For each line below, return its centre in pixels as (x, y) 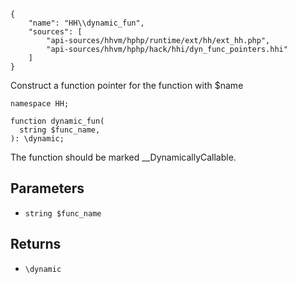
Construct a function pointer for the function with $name (127, 85)
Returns (36, 244)
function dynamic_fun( (57, 121)
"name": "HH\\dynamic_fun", (86, 23)
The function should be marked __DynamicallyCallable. (123, 157)
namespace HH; (40, 104)
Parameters (47, 188)
